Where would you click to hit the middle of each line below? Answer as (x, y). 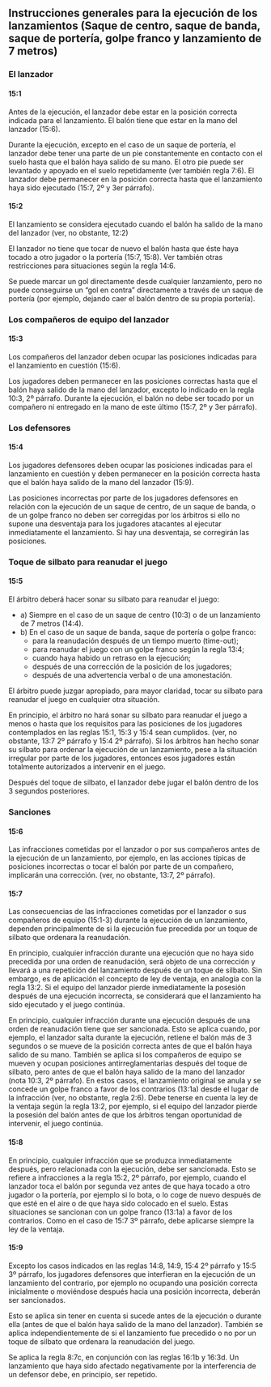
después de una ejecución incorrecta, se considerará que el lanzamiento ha (135, 996)
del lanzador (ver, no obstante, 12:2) (68, 232)
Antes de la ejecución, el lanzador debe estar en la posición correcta (123, 112)
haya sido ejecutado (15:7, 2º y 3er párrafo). (82, 187)
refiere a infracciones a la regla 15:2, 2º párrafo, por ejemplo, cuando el (127, 1177)
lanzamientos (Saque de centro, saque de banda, (134, 26)
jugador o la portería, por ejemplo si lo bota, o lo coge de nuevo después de (135, 1194)
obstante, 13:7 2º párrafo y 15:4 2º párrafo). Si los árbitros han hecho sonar (134, 741)
